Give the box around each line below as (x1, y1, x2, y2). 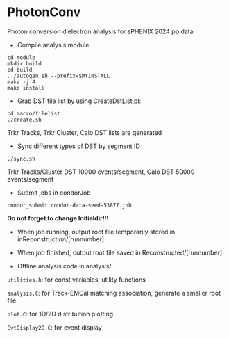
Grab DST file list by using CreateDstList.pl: (17, 97, 141, 105)
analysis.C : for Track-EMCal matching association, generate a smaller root (7, 289, 221, 297)
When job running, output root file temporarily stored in (17, 227, 176, 236)
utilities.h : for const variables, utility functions (7, 275, 146, 284)
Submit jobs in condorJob (17, 188, 92, 197)
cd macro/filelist (7, 110, 60, 117)
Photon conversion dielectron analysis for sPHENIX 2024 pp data (7, 27, 194, 35)
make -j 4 (7, 78, 36, 86)
